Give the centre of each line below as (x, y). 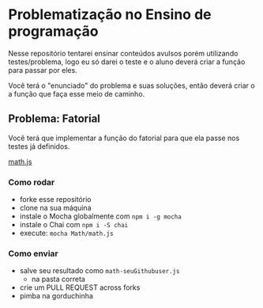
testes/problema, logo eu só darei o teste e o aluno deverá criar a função (127, 62)
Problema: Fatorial (54, 119)
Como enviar (34, 253)
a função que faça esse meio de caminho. (77, 93)
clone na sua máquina (55, 208)
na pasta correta (58, 279)
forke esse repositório (55, 200)
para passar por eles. (43, 70)
